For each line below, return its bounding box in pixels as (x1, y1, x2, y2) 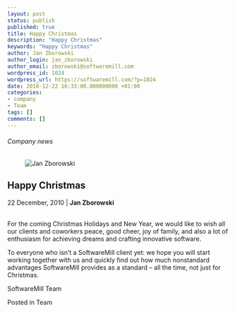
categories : (7, 89, 42, 96)
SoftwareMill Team (7, 284, 62, 293)
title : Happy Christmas (7, 30, 78, 37)
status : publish (7, 17, 55, 24)
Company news (7, 137, 53, 145)
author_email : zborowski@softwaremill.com (7, 63, 134, 70)
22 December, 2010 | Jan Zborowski (7, 198, 114, 207)
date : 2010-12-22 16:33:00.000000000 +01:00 (7, 83, 140, 90)
